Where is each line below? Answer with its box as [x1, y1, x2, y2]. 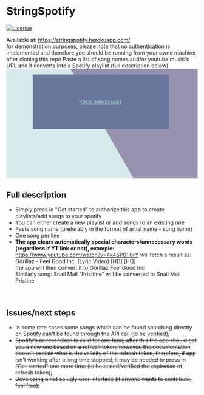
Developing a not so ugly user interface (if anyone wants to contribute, [15, 376, 192, 383]
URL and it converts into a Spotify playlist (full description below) [6, 62, 169, 69]
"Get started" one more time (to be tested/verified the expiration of [15, 363, 183, 370]
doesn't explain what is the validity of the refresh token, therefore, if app [15, 349, 196, 357]
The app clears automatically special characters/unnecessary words [15, 238, 193, 246]
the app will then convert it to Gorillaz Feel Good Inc [15, 264, 145, 272]
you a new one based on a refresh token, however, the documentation [15, 343, 191, 351]
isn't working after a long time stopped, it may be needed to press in [15, 356, 186, 363]
